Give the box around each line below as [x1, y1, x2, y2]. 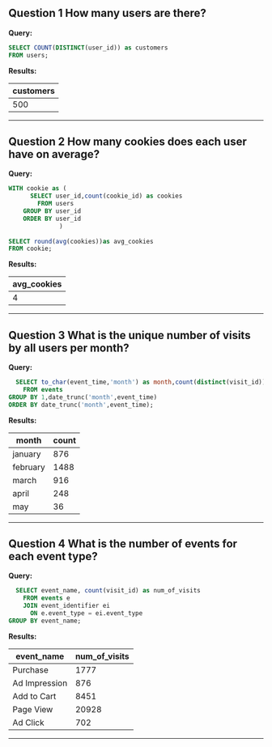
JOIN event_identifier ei [23, 602, 111, 610]
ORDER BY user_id [23, 214, 82, 223]
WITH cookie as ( [8, 185, 67, 193]
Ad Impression [12, 677, 68, 689]
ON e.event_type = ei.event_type [29, 609, 143, 618]
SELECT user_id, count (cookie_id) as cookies [29, 192, 183, 201]
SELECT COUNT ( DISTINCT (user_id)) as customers [8, 44, 168, 52]
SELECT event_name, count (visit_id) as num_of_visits [15, 587, 201, 595]
